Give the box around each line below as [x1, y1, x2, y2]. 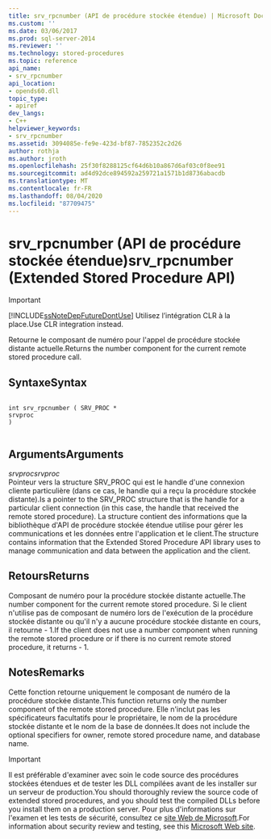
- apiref [8, 102, 38, 110]
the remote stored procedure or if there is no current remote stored [8, 633, 231, 643]
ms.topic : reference [8, 57, 78, 65]
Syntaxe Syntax [8, 375, 87, 389]
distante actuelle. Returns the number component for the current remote [8, 344, 247, 354]
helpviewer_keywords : [8, 124, 81, 132]
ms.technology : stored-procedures [8, 49, 125, 57]
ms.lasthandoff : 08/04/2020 [8, 191, 103, 200]
